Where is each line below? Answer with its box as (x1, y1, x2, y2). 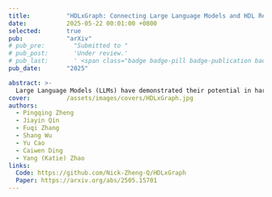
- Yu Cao (15, 139, 45, 147)
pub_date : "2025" (8, 65, 89, 73)
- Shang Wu (15, 132, 53, 140)
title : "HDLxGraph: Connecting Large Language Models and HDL (8, 11, 255, 20)
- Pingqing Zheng (15, 109, 74, 117)
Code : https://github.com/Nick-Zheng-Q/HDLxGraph (15, 169, 186, 178)
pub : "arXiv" (8, 34, 92, 43)
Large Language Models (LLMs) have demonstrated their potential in (15, 86, 252, 94)
